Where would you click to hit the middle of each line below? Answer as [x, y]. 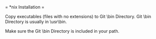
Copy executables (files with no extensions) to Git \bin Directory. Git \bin [78, 16]
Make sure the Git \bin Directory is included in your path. [62, 31]
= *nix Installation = [25, 7]
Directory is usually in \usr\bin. [36, 22]
